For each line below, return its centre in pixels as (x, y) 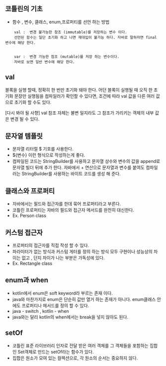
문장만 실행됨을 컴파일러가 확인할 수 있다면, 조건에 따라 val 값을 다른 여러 (84, 96)
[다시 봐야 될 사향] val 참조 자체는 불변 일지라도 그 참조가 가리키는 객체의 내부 (80, 113)
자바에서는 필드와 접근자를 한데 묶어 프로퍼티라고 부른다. (67, 204)
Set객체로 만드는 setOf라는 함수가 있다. (56, 352)
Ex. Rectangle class (32, 263)
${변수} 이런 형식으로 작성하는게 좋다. (49, 155)
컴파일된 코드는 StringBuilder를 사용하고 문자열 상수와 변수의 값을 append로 (86, 161)
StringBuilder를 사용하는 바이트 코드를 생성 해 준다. (71, 174)
